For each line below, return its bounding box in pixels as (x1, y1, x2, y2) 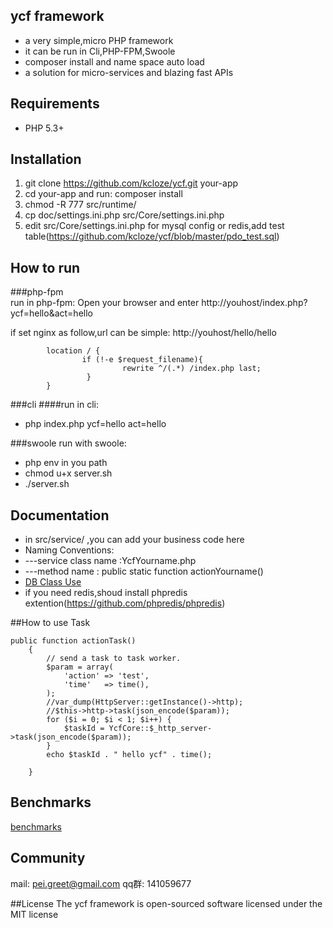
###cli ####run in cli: (10, 399, 99, 411)
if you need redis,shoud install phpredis (24, 587, 188, 599)
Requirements (10, 95, 100, 113)
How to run (10, 259, 81, 276)
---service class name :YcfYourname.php (24, 555, 197, 567)
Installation (10, 151, 82, 168)
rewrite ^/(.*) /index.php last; (121, 364, 262, 374)
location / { (46, 346, 101, 356)
